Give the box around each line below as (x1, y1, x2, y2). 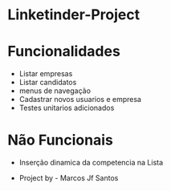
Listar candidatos (18, 78, 77, 87)
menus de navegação (18, 86, 92, 95)
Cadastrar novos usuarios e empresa (18, 95, 142, 104)
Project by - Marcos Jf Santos (18, 173, 119, 183)
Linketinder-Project (7, 6, 140, 24)
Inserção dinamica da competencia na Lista (18, 158, 164, 168)
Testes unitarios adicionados (18, 103, 115, 113)
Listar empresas (18, 69, 73, 79)
